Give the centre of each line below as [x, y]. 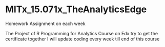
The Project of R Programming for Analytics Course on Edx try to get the [81, 33]
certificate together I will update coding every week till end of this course [82, 39]
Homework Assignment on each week [45, 24]
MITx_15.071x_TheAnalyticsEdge [76, 9]
